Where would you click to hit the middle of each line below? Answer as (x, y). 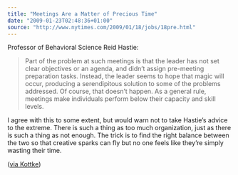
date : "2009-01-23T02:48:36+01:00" (60, 21)
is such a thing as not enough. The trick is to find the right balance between (118, 135)
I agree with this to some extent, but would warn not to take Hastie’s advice (118, 120)
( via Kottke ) (24, 164)
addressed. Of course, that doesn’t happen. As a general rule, (115, 91)
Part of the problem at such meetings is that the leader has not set (122, 61)
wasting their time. (35, 151)
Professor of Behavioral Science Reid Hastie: (73, 48)
